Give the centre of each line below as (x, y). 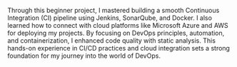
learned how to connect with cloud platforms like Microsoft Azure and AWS (118, 25)
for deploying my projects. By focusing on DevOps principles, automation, (116, 33)
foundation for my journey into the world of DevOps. (84, 56)
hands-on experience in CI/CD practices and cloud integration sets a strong (119, 48)
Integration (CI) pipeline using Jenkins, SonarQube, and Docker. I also (110, 18)
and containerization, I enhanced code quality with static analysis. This (112, 41)
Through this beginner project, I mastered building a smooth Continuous (114, 10)
